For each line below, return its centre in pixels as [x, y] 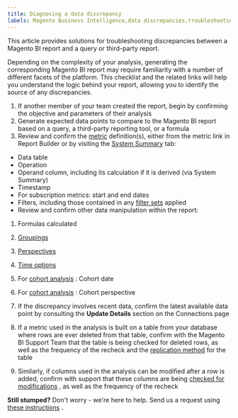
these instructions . [35, 407]
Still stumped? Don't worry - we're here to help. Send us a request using [114, 400]
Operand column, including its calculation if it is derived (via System [117, 172]
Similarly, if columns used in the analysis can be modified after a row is [121, 371]
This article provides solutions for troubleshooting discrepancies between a [118, 40]
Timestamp [34, 187]
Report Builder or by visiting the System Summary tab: [97, 143]
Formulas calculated [47, 223]
